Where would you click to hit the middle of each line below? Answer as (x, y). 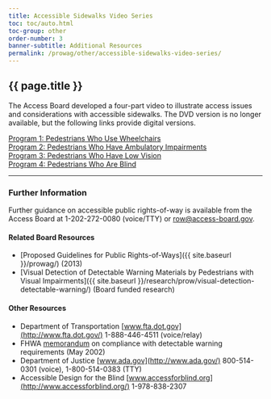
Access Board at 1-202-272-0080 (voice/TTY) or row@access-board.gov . (132, 219)
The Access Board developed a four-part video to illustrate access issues (130, 105)
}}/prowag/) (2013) (51, 264)
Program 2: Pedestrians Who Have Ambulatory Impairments (108, 147)
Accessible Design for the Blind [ (74, 377)
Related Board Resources (52, 237)
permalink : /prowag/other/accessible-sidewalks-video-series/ (115, 53)
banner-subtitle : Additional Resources (75, 46)
